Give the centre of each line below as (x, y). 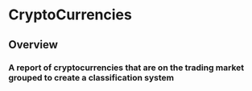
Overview (33, 45)
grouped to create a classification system (91, 77)
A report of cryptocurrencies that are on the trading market (126, 68)
